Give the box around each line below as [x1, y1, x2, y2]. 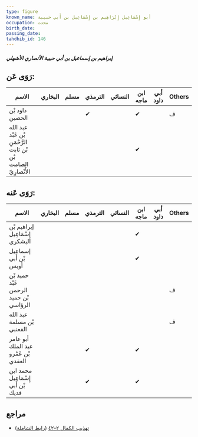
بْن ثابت [9, 145, 28, 154]
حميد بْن [9, 271, 29, 279]
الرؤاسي [9, 301, 31, 309]
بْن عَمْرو [9, 350, 31, 358]
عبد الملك [9, 342, 34, 350]
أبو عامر [9, 335, 29, 343]
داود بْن [9, 106, 27, 115]
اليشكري [9, 237, 31, 246]
